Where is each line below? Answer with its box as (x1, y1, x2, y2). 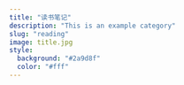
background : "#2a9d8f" (17, 54, 101, 63)
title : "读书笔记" (9, 12, 73, 22)
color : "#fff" (17, 63, 69, 72)
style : (9, 46, 34, 55)
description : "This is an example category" (9, 21, 176, 30)
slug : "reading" (9, 29, 69, 38)
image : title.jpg (9, 37, 73, 47)
